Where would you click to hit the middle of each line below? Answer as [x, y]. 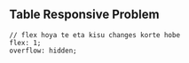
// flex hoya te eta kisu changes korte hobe [94, 35]
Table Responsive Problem [84, 15]
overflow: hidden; [43, 51]
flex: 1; [25, 43]
